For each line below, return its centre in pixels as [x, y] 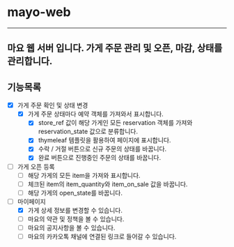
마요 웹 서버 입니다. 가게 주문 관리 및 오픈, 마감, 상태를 [115, 48]
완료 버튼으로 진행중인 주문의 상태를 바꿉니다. [100, 158]
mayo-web [39, 12]
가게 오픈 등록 [36, 166]
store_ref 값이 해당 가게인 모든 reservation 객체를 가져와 [115, 123]
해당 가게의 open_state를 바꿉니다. [75, 193]
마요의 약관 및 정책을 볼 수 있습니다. [76, 219]
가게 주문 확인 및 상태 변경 [53, 105]
